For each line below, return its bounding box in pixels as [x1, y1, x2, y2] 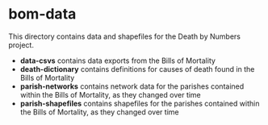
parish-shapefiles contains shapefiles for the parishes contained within [19, 98, 260, 108]
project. [8, 40, 35, 49]
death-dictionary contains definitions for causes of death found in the [19, 64, 255, 73]
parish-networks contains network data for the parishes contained [19, 81, 245, 91]
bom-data [8, 5, 77, 23]
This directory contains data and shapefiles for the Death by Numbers [8, 31, 241, 41]
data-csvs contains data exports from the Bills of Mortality [19, 56, 216, 65]
